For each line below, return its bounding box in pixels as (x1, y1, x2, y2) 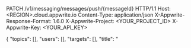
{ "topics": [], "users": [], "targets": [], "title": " (6, 36, 119, 42)
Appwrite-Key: (6, 24, 42, 31)
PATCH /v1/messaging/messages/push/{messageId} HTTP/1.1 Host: (6, 5, 171, 12)
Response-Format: (6, 18, 52, 24)
